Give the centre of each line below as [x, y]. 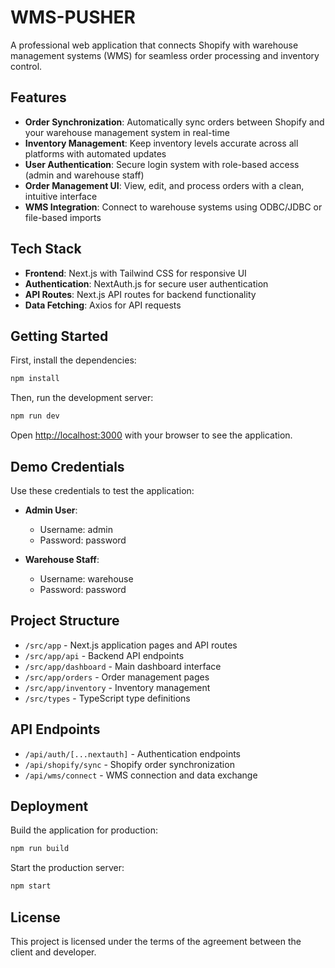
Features [38, 97]
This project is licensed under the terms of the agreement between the [156, 941]
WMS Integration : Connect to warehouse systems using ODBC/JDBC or [173, 207]
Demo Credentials [67, 466]
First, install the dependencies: [73, 360]
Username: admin [76, 529]
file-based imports [63, 217]
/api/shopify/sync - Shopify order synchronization [129, 764]
